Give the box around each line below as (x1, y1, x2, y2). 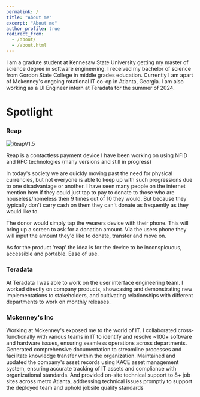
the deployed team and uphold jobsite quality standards (6, 384, 144, 391)
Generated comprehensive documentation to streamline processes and (6, 345, 182, 353)
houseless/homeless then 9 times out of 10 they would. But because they (6, 196, 187, 203)
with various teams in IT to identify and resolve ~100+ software (36, 333, 193, 340)
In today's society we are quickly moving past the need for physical (6, 170, 172, 177)
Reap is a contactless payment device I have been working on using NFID (6, 152, 187, 159)
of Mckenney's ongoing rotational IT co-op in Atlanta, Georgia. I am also (6, 77, 184, 85)
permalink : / (6, 8, 39, 15)
